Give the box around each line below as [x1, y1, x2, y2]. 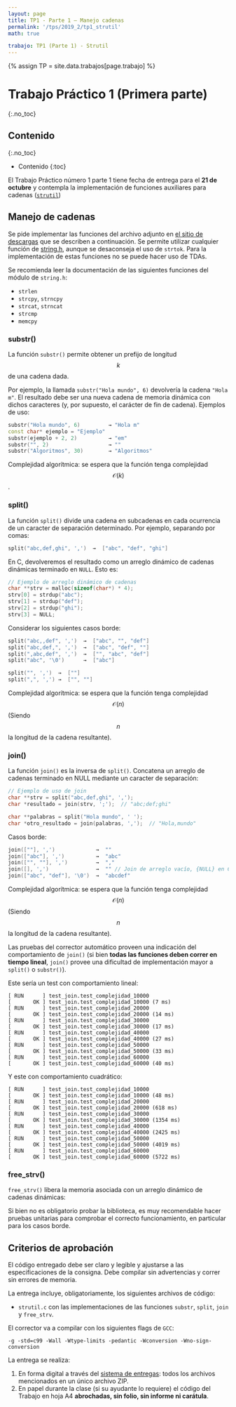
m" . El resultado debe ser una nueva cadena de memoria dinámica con [8, 392, 211, 401]
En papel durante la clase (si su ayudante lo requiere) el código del [18, 1385, 211, 1393]
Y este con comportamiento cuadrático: [8, 1072, 123, 1081]
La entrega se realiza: [8, 1356, 71, 1364]
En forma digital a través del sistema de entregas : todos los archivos [18, 1370, 216, 1378]
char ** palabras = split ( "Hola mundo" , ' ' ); [8, 813, 143, 820]
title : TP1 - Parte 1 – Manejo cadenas [8, 17, 125, 24]
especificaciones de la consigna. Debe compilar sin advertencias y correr [8, 1268, 221, 1276]
